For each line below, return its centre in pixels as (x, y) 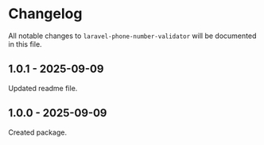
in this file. (25, 44)
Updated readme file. (43, 88)
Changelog (45, 14)
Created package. (38, 132)
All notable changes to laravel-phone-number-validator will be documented (132, 36)
